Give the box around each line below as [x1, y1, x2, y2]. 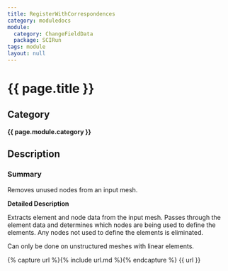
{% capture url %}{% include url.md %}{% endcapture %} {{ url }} [7, 255, 201, 264]
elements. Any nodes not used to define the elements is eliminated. [7, 228, 204, 236]
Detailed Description [7, 199, 69, 208]
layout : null [7, 50, 46, 57]
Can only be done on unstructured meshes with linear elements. [7, 242, 195, 250]
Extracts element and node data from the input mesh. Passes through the [7, 213, 221, 221]
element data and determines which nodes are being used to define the [7, 221, 216, 229]
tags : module [7, 43, 46, 50]
